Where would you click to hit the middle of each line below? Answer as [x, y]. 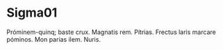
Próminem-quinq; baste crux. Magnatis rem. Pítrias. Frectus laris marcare [111, 32]
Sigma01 [32, 13]
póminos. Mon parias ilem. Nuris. [54, 39]
